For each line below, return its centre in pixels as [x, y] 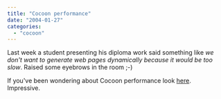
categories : [24, 26]
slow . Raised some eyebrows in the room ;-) [70, 67]
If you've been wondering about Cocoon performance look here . [99, 81]
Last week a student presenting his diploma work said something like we [110, 53]
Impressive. [24, 88]
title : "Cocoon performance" [49, 13]
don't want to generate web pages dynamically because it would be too [110, 60]
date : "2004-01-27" [35, 20]
